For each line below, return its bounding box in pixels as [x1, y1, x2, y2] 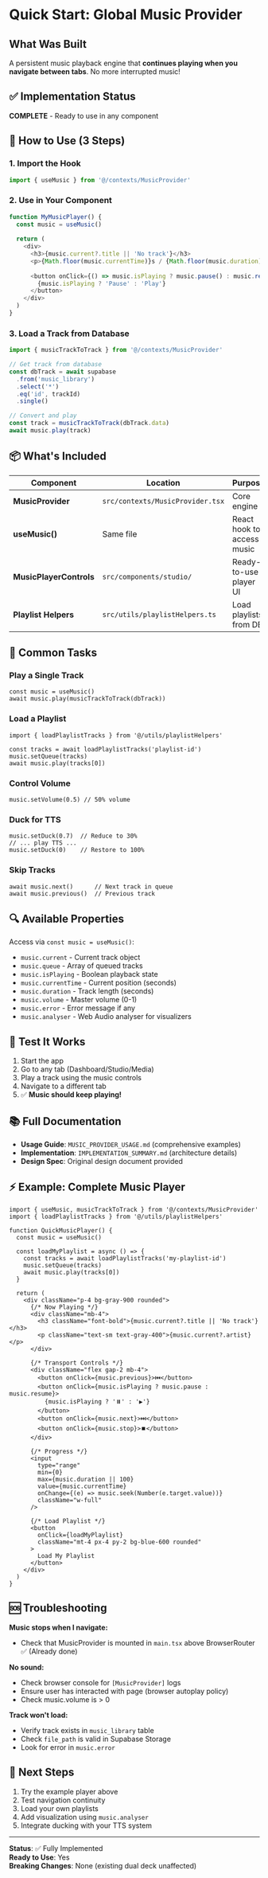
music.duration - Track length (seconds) [20, 986, 154, 996]
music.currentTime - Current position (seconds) [20, 978, 177, 988]
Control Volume [9, 778, 71, 789]
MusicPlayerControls [13, 571, 95, 582]
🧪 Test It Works [9, 1035, 86, 1048]
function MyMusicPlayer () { [9, 213, 103, 221]
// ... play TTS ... [9, 839, 78, 847]
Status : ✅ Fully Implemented [9, 1843, 103, 1853]
